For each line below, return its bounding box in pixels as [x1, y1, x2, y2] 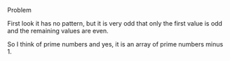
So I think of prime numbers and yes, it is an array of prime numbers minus [7, 40, 224, 48]
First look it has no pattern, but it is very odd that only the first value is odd [7, 19, 223, 27]
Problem [7, 6, 32, 14]
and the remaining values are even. [7, 27, 109, 35]
